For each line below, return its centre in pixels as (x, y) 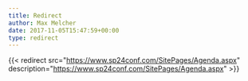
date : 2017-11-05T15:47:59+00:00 (64, 30)
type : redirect (33, 38)
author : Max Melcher (43, 23)
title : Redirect (35, 15)
